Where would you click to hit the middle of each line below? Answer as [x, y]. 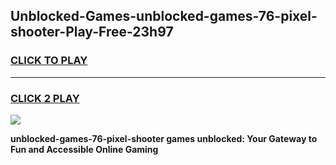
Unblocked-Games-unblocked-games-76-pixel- [164, 16]
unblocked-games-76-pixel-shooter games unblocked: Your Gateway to [164, 138]
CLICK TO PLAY [49, 61]
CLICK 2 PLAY [45, 98]
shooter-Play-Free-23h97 [92, 32]
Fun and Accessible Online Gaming [84, 149]
